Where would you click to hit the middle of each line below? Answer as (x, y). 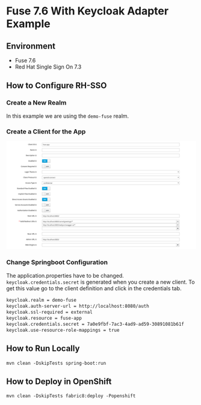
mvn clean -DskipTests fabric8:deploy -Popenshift (71, 396)
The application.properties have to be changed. (65, 275)
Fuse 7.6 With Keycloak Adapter (88, 11)
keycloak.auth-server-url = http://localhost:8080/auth (78, 306)
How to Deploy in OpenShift (59, 381)
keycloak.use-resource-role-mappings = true (63, 330)
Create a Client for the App (46, 132)
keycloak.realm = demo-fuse (42, 300)
